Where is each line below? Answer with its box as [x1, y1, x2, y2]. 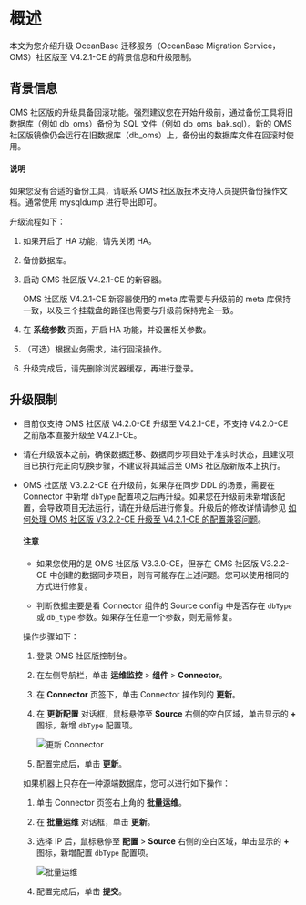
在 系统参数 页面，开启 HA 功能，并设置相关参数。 [22, 324, 211, 335]
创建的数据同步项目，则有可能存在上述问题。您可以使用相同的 [57, 569, 290, 580]
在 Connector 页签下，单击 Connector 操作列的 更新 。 [36, 688, 240, 699]
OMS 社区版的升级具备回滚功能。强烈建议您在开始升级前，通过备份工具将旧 [9, 107, 294, 117]
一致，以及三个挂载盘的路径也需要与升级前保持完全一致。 [22, 304, 239, 315]
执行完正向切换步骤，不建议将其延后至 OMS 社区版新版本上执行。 [38, 460, 286, 471]
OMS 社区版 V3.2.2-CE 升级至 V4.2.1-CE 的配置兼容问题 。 [48, 514, 266, 524]
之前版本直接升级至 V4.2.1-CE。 [22, 429, 142, 440]
